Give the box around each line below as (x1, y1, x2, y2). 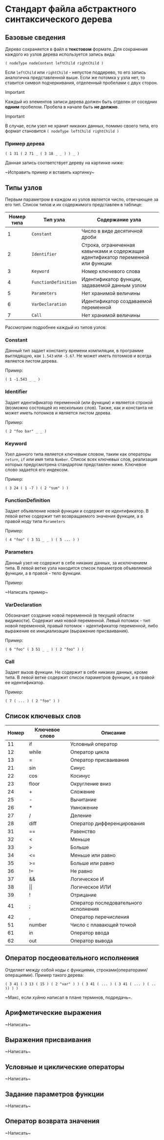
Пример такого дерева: (35, 972, 84, 978)
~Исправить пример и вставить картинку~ (5, 170, 95, 175)
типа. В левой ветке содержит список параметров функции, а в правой (5, 674, 155, 680)
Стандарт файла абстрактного (5, 3, 137, 15)
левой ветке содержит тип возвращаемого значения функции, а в (5, 513, 143, 519)
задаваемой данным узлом (81, 282, 146, 289)
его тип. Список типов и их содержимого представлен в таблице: (5, 202, 143, 208)
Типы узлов (5, 183, 42, 192)
